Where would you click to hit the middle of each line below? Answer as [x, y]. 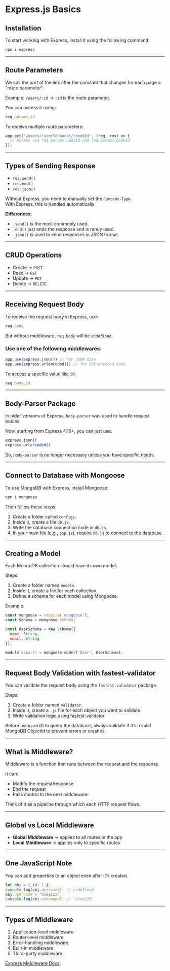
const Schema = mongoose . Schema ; [40, 620]
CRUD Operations [34, 255]
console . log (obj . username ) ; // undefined [50, 890]
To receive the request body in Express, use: [52, 316]
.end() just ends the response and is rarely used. [64, 229]
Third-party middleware [37, 954]
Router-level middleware [38, 937]
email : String [25, 638]
